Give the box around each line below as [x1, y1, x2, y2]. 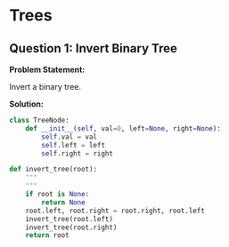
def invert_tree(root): [9, 165, 98, 174]
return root [25, 231, 70, 240]
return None [41, 197, 86, 207]
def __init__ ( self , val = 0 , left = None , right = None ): [25, 123, 221, 133]
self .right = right [41, 148, 114, 158]
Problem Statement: [9, 64, 86, 75]
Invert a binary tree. [9, 82, 82, 92]
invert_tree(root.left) [25, 214, 114, 223]
